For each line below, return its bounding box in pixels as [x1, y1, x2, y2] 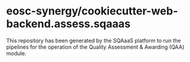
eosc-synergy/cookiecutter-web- [6, 4, 179, 18]
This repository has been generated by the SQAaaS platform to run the [6, 37, 182, 44]
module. [6, 49, 27, 57]
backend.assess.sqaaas [6, 17, 131, 31]
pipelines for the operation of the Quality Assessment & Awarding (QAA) [6, 43, 185, 51]
